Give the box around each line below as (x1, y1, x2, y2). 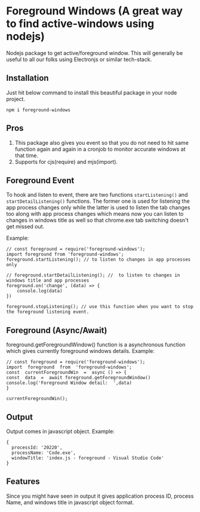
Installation (6, 73, 49, 83)
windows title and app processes (6, 278, 90, 284)
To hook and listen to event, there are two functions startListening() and (6, 191, 188, 199)
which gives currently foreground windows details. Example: (6, 348, 155, 355)
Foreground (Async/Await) (6, 325, 107, 336)
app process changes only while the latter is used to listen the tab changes (6, 204, 190, 211)
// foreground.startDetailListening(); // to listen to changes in (6, 272, 180, 279)
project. (6, 95, 26, 102)
